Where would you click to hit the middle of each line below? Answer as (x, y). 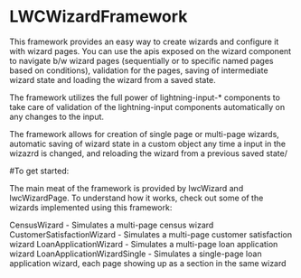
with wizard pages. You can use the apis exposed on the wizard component (150, 51)
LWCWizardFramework (99, 17)
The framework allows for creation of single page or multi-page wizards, (145, 134)
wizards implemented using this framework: (91, 207)
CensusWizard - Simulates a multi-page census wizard (112, 225)
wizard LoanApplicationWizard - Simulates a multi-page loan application (144, 244)
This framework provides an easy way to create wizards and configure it (144, 42)
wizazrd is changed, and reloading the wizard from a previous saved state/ (148, 153)
